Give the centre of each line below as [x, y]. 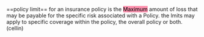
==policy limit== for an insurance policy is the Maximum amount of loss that [102, 9]
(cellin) [15, 28]
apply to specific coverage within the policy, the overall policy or [87, 22]
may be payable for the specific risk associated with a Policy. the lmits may [101, 16]
